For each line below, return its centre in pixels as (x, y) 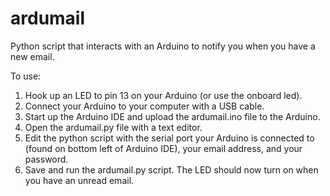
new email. (32, 56)
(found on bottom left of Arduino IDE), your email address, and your (163, 148)
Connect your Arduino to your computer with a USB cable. (144, 106)
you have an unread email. (79, 180)
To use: (26, 76)
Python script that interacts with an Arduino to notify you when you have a (163, 46)
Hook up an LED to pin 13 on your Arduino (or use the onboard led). (163, 95)
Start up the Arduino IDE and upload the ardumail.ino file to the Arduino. (172, 116)
